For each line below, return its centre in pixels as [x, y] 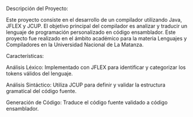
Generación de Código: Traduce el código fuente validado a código [87, 102]
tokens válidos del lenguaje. [39, 73]
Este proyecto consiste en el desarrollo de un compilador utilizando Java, [94, 20]
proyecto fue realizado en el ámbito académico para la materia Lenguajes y [96, 38]
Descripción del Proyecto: [37, 8]
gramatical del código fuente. [41, 91]
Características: [25, 56]
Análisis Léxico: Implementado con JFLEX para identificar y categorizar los [96, 67]
